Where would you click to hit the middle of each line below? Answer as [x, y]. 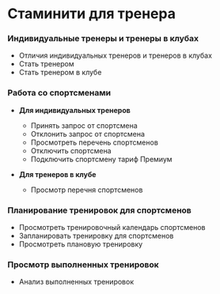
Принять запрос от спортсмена [84, 125]
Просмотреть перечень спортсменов [95, 142]
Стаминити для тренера [91, 14]
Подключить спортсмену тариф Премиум [101, 159]
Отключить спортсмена [71, 150]
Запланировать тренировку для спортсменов [96, 236]
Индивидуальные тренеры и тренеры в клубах [103, 39]
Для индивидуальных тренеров [75, 110]
